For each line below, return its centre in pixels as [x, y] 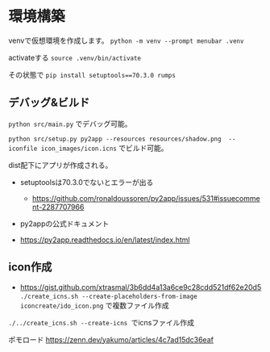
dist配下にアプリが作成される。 [60, 165]
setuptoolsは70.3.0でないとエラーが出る [87, 182]
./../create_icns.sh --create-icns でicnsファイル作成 [102, 322]
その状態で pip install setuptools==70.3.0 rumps [92, 74]
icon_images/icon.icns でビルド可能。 [104, 148]
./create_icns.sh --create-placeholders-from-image [108, 296]
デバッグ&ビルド [49, 103]
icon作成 [30, 267]
